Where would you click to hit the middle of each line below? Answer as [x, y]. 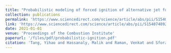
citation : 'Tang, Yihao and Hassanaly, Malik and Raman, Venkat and [79, 43]
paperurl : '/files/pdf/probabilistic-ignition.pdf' [61, 38]
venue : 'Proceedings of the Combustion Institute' [60, 33]
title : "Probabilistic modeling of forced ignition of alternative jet [83, 10]
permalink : [17, 19]
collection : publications [33, 15]
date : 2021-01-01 [24, 29]
